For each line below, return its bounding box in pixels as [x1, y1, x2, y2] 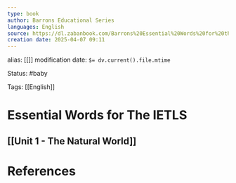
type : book [7, 10, 39, 18]
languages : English [7, 23, 65, 30]
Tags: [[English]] [7, 83, 55, 91]
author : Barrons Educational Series [7, 17, 114, 24]
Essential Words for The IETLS [7, 107, 188, 123]
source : [7, 29, 30, 37]
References [7, 163, 76, 179]
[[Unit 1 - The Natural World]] [7, 135, 137, 147]
